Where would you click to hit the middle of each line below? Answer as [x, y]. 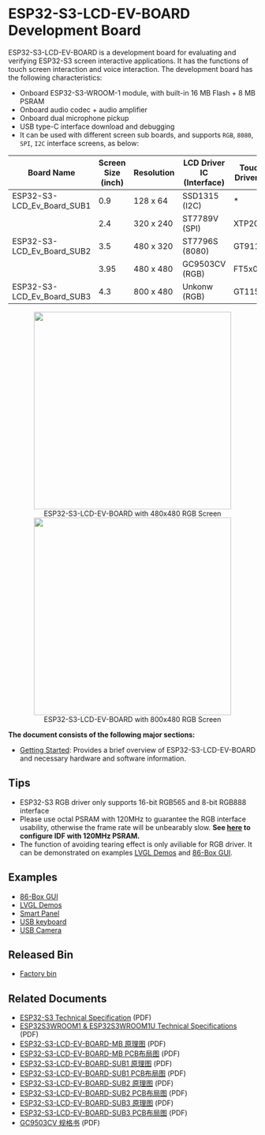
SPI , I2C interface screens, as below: [79, 143]
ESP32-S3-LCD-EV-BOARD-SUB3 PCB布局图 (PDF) [103, 1113]
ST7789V [201, 218]
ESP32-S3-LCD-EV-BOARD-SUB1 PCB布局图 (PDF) [103, 1073]
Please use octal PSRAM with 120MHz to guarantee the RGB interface [133, 819]
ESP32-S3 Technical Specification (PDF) [86, 1018]
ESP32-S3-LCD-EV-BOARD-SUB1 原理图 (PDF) [96, 1064]
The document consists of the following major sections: [102, 735]
